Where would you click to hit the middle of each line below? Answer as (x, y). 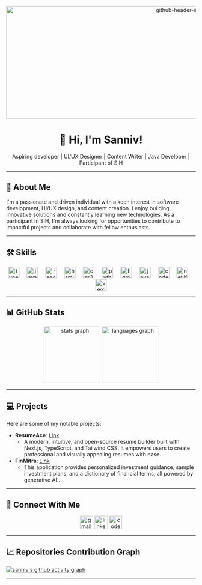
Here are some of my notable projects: (54, 424)
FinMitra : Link (32, 461)
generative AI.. (42, 480)
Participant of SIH (101, 163)
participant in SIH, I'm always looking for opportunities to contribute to (93, 221)
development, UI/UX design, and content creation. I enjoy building (88, 208)
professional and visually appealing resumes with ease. (92, 455)
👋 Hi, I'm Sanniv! (101, 140)
